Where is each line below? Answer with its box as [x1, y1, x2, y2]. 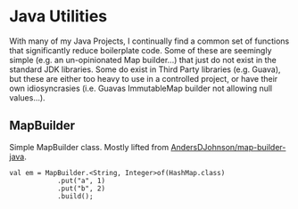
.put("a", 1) [56, 176, 105, 185]
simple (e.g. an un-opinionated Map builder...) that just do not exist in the [9, 54, 277, 65]
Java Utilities [9, 6, 108, 27]
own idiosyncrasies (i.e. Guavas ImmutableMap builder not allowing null [9, 83, 273, 93]
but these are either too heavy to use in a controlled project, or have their [9, 73, 278, 84]
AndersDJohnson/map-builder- [170, 141, 286, 152]
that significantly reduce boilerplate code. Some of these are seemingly [9, 44, 272, 55]
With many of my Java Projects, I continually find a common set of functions [9, 36, 290, 46]
